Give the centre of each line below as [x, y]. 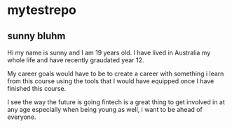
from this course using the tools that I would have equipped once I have [111, 81]
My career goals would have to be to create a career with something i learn [116, 73]
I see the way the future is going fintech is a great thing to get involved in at [116, 102]
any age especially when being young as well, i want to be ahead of [105, 109]
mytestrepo [42, 10]
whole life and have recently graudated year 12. [76, 60]
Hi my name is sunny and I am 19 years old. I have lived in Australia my [109, 52]
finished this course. [37, 88]
